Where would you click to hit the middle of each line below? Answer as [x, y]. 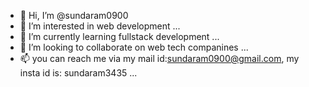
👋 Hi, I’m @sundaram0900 [74, 15]
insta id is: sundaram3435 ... [78, 73]
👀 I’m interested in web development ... [100, 26]
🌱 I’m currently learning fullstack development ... [119, 36]
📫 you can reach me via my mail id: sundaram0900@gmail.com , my [159, 58]
